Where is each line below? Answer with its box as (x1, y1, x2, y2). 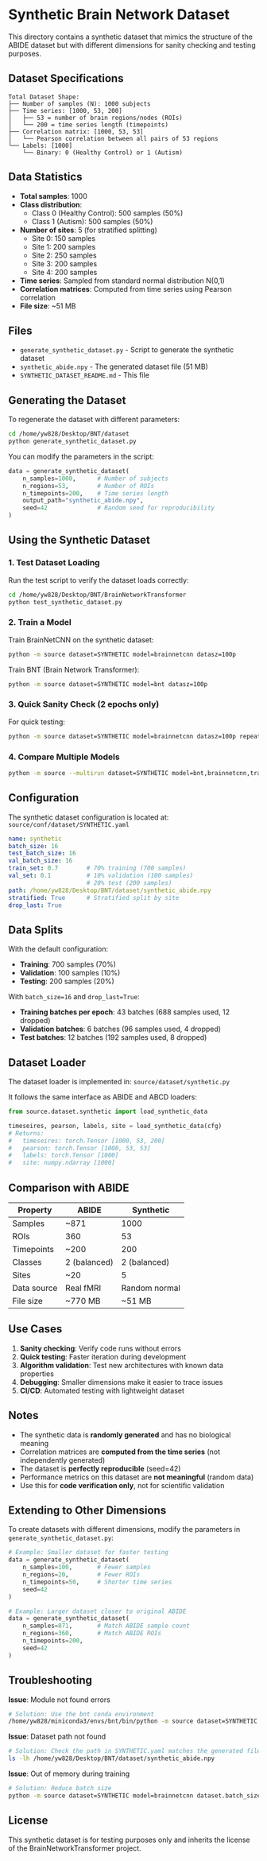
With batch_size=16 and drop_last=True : (8, 992, 140, 1002)
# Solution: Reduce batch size (8, 1785, 112, 1793)
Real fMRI (64, 1282, 102, 1293)
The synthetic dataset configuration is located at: (8, 812, 169, 822)
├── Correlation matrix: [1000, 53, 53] (8, 127, 145, 136)
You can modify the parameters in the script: (8, 452, 155, 461)
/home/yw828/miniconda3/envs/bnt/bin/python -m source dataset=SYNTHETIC (8, 1717, 258, 1726)
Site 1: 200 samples (31, 242, 96, 251)
